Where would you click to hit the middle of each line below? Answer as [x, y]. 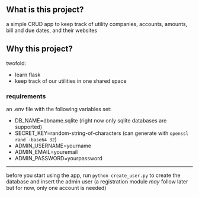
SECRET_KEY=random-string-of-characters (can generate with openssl [102, 133]
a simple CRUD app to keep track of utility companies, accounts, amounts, [97, 24]
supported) [28, 127]
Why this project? [39, 49]
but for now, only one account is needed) [56, 188]
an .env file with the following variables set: [59, 109]
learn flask [28, 75]
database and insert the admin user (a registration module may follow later [97, 181]
